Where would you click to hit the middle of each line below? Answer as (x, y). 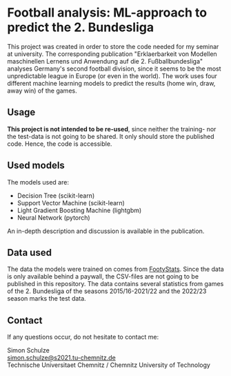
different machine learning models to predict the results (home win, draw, (111, 83)
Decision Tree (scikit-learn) (56, 196)
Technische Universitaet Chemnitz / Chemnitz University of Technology (109, 365)
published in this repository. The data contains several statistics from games (115, 284)
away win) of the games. (42, 91)
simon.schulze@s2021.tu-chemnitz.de (61, 358)
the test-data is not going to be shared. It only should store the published (111, 136)
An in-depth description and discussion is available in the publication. (106, 231)
